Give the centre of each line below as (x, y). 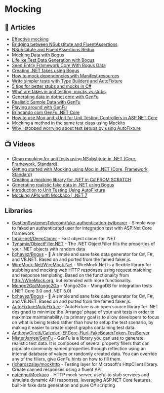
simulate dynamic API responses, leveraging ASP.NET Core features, (82, 380)
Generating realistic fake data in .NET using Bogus (63, 185)
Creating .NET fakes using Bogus (45, 71)
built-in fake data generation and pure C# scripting (63, 385)
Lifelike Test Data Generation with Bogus (53, 60)
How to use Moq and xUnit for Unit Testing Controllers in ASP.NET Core (84, 118)
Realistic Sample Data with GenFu (46, 102)
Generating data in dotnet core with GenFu (55, 97)
